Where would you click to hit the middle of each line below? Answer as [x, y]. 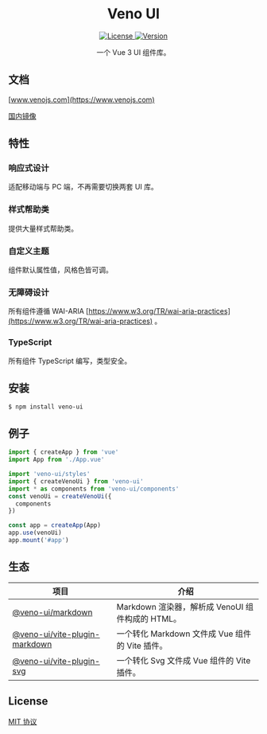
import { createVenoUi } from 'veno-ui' [76, 481]
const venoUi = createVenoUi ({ [60, 496]
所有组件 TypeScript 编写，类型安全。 [70, 361]
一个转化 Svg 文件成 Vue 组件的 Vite [184, 660]
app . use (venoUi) [35, 533]
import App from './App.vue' [56, 460]
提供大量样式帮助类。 [43, 228]
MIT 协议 [23, 721]
